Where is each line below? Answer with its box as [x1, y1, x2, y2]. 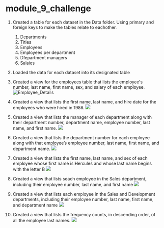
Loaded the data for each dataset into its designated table [12, 69, 130, 75]
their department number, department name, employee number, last [12, 119, 150, 125]
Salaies [20, 60, 35, 66]
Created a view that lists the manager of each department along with [12, 114, 152, 120]
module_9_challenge [5, 3, 91, 14]
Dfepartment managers [20, 54, 68, 60]
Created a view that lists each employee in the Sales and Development [12, 191, 155, 197]
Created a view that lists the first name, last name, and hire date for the [12, 99, 157, 104]
